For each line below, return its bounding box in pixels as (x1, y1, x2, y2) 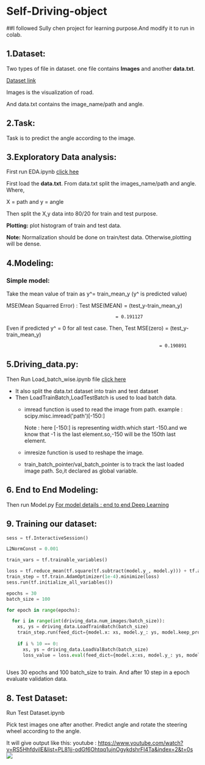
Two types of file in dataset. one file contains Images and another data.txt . (6, 65, 195, 72)
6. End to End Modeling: (6, 485, 99, 495)
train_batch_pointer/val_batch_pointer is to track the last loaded (24, 460, 184, 468)
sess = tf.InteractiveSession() (6, 535, 88, 541)
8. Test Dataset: (6, 693, 68, 703)
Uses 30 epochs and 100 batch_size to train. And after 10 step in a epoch (6, 669, 190, 676)
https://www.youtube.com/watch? (97, 739, 184, 747)
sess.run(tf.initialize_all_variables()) (6, 579, 113, 586)
